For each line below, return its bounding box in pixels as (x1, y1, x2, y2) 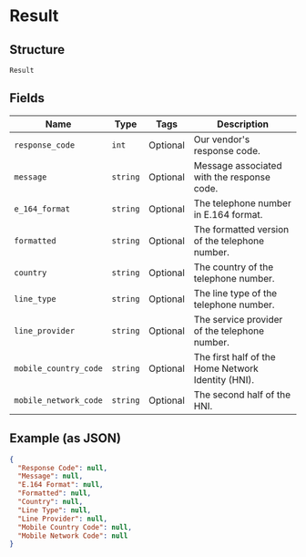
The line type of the (193, 286, 278, 299)
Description (217, 118, 270, 130)
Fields (9, 90, 46, 106)
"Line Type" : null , (17, 505, 92, 515)
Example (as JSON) (9, 430, 121, 447)
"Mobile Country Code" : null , (17, 522, 132, 531)
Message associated (193, 159, 282, 171)
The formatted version (193, 222, 290, 235)
